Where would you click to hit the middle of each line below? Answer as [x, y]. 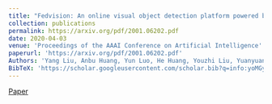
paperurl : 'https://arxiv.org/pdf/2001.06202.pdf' [96, 53]
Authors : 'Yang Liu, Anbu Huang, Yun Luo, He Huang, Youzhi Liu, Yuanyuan [137, 61]
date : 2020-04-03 [38, 38]
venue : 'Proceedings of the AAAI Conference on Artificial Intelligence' [136, 46]
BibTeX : [21, 69]
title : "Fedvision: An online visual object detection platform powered [134, 16]
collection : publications [52, 23]
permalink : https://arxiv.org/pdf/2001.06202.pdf [94, 31]
